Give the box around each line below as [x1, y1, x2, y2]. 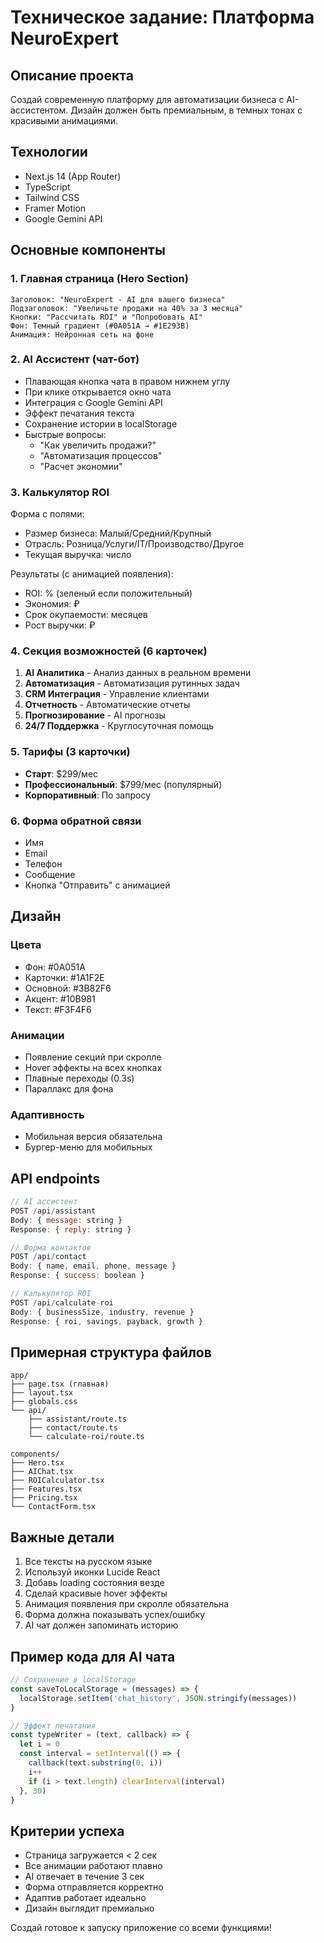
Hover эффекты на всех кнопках [24, 1061, 163, 1073]
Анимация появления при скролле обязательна [24, 1598, 230, 1610]
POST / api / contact [10, 1252, 87, 1262]
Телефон [24, 857, 63, 870]
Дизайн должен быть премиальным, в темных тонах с [70, 104, 303, 116]
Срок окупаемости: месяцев [24, 609, 148, 621]
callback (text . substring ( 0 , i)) [28, 1758, 163, 1768]
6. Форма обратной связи [10, 814, 142, 828]
